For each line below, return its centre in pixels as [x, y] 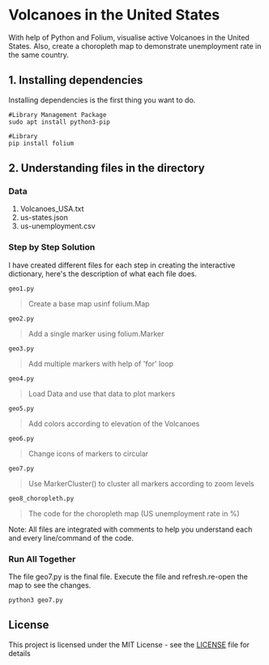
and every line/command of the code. [71, 537]
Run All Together [42, 559]
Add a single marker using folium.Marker [96, 333]
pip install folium [41, 143]
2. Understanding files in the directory [107, 168]
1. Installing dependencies [76, 80]
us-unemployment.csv [58, 226]
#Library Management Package [58, 115]
